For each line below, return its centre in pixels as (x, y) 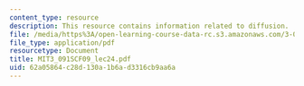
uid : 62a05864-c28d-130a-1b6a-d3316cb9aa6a (93, 68)
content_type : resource (54, 17)
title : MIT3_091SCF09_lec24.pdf (70, 59)
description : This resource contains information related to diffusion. (149, 26)
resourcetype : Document (54, 51)
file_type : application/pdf (62, 43)
